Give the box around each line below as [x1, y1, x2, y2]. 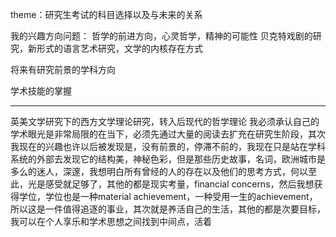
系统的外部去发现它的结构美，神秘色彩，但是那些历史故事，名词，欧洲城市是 [10, 153, 326, 165]
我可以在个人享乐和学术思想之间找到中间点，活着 [10, 216, 212, 227]
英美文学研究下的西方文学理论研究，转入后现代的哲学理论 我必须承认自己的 [10, 116, 320, 127]
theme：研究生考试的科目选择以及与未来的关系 [10, 9, 203, 20]
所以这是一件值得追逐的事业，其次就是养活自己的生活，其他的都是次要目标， [10, 203, 326, 215]
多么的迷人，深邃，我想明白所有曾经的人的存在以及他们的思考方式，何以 [10, 166, 308, 177]
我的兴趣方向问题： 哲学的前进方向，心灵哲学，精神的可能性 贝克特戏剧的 [10, 30, 313, 42]
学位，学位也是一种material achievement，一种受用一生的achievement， [18, 191, 318, 202]
